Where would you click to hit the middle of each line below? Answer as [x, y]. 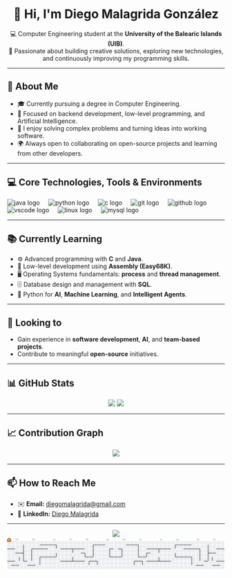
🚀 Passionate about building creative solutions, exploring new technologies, [116, 50]
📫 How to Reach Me [51, 483]
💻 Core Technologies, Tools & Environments [105, 183]
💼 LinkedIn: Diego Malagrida [58, 514]
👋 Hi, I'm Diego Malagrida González [116, 14]
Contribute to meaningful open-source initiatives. [88, 354]
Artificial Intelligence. [47, 121]
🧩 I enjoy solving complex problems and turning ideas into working [112, 128]
